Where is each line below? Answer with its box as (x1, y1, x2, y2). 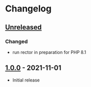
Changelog (5, 3, 52, 14)
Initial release (12, 77, 40, 83)
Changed (5, 38, 28, 45)
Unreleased (5, 23, 42, 31)
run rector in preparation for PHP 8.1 (12, 49, 86, 55)
